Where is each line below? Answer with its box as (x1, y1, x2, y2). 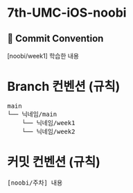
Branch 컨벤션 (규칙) (7, 78, 121, 94)
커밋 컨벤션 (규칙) (7, 154, 100, 170)
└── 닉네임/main (7, 110, 57, 118)
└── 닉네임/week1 (21, 119, 76, 126)
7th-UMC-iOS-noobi (7, 5, 127, 21)
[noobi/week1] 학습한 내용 (7, 52, 80, 60)
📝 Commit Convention (7, 33, 104, 44)
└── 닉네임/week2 (21, 127, 76, 135)
